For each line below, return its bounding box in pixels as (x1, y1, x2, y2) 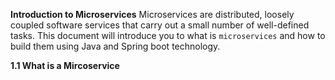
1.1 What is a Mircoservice (10, 60, 120, 71)
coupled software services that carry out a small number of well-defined (10, 19, 310, 31)
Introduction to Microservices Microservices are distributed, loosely (10, 9, 295, 20)
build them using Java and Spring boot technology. (10, 40, 221, 52)
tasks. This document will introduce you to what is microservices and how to (10, 30, 326, 41)
